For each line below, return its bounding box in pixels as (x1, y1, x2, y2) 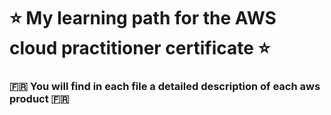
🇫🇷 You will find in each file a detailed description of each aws (9, 80, 321, 94)
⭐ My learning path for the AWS (9, 7, 277, 30)
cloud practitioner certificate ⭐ (9, 37, 271, 60)
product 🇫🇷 (9, 92, 70, 106)
